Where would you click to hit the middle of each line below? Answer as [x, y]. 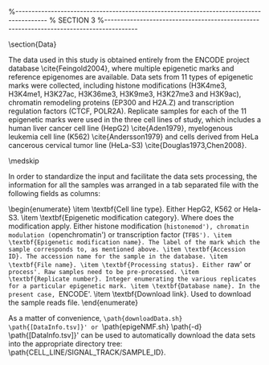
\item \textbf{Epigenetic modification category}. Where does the [128, 217]
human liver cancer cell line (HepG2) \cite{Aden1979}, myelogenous [120, 128]
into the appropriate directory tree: [65, 344]
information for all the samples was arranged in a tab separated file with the [134, 185]
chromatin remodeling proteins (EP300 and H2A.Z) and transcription [121, 103]
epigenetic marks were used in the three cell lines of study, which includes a [135, 119]
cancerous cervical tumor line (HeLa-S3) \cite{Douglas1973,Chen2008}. [128, 145]
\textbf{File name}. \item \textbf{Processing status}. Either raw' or [130, 264]
